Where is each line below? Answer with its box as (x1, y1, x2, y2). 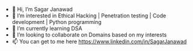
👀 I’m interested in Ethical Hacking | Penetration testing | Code (11, 12, 167, 19)
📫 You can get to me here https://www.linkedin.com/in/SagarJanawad (11, 38, 187, 45)
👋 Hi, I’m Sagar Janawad (11, 6, 73, 13)
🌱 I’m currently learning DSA (11, 25, 82, 32)
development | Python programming (11, 19, 102, 25)
